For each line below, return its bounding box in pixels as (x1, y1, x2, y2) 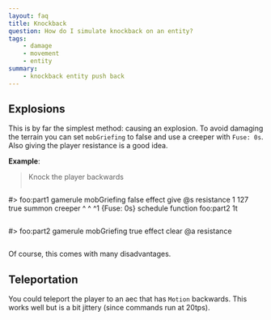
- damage (23, 42, 53, 50)
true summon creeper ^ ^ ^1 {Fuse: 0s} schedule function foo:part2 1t (8, 203, 238, 213)
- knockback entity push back (23, 72, 125, 80)
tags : (8, 34, 27, 43)
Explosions (8, 102, 66, 116)
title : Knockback (8, 19, 67, 28)
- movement (23, 49, 60, 58)
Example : (8, 156, 40, 166)
